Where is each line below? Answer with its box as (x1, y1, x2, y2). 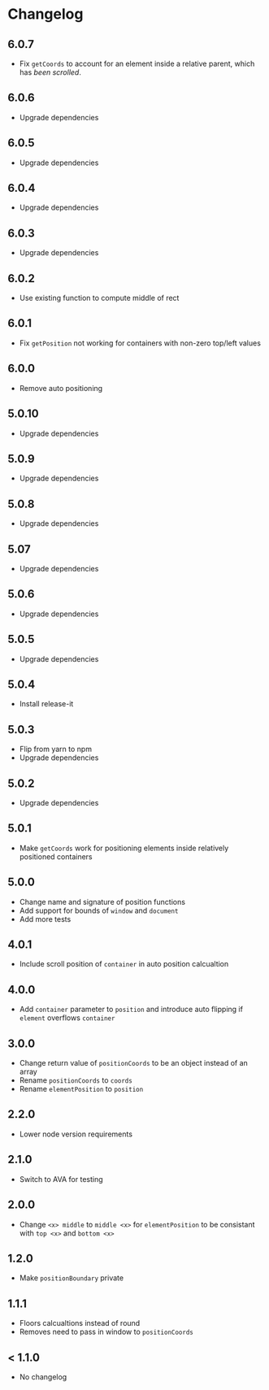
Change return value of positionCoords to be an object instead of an (19, 1058, 249, 1068)
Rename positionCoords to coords (19, 1075, 133, 1085)
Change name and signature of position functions (19, 897, 186, 906)
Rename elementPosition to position (19, 1084, 144, 1094)
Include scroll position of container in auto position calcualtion (19, 959, 229, 969)
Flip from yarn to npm (19, 745, 93, 754)
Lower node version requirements (19, 1129, 133, 1139)
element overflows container (19, 1013, 115, 1023)
